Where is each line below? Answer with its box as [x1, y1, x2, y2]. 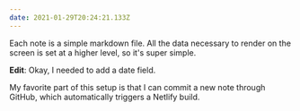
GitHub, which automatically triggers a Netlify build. [9, 91, 200, 102]
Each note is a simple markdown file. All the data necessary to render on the [9, 38, 292, 48]
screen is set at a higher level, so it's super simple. [9, 47, 197, 58]
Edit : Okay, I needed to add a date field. [9, 64, 156, 75]
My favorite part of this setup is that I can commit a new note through [9, 81, 266, 92]
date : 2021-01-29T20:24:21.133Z [9, 13, 130, 22]
